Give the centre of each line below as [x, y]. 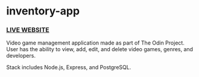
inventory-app [43, 11]
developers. [21, 56]
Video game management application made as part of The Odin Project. [96, 43]
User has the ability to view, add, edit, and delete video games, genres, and [100, 49]
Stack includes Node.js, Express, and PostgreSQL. [69, 67]
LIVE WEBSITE [28, 30]
